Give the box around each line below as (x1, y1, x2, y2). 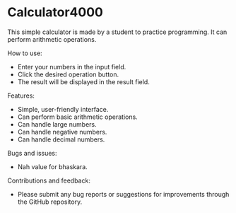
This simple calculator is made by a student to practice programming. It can (7, 28, 228, 36)
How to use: (7, 49, 42, 57)
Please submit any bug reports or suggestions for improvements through (17, 190, 230, 198)
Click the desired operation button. (17, 70, 119, 79)
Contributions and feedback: (7, 176, 90, 185)
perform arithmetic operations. (7, 35, 97, 43)
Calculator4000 (7, 4, 104, 21)
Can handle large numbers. (17, 120, 97, 128)
